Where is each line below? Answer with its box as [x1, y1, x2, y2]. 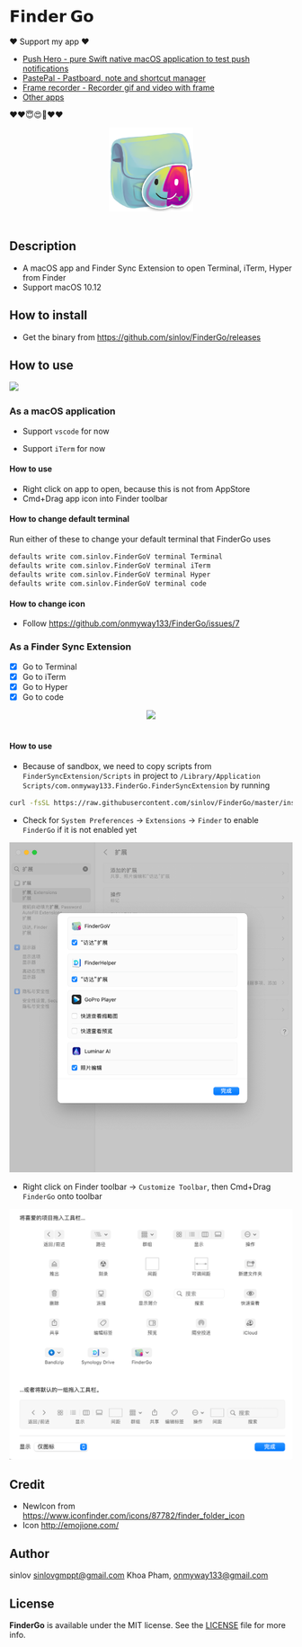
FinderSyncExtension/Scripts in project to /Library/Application [22, 771, 261, 782]
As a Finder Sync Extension [9, 640, 132, 653]
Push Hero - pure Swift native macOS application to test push [22, 53, 250, 64]
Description [9, 238, 76, 254]
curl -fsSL [9, 799, 50, 808]
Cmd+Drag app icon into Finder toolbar [22, 493, 168, 504]
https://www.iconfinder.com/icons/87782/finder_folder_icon [22, 1510, 245, 1521]
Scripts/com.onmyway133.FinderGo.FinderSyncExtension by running [22, 780, 271, 791]
